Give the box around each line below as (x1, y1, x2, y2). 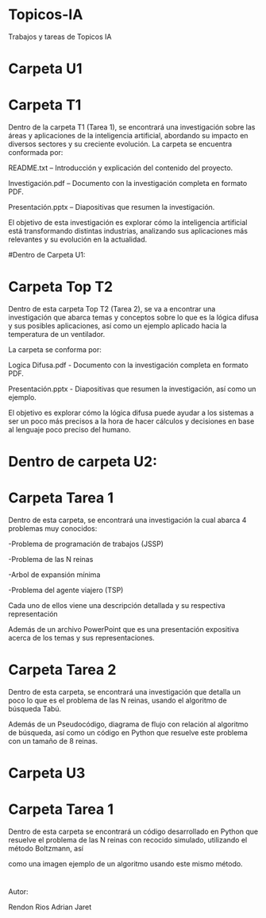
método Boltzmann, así (8, 844, 83, 854)
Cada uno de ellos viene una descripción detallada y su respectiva (8, 601, 226, 610)
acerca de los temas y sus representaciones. (8, 633, 155, 643)
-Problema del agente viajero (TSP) (8, 586, 124, 595)
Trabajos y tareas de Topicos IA (8, 32, 113, 41)
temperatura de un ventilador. (8, 330, 106, 339)
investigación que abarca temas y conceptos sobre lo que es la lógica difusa (8, 312, 260, 322)
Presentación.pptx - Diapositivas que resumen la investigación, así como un (8, 384, 256, 393)
